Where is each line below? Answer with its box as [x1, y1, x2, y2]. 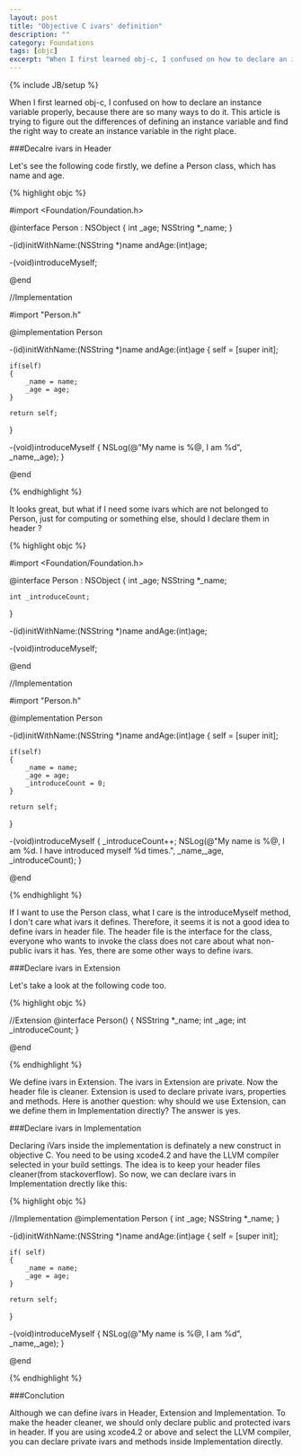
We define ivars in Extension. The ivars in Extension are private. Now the [9, 1077, 279, 1088]
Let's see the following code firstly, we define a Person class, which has [9, 161, 277, 171]
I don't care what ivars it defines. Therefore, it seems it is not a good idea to [9, 917, 290, 927]
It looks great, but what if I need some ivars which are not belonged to [9, 504, 270, 514]
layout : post [9, 13, 58, 22]
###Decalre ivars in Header [9, 143, 112, 154]
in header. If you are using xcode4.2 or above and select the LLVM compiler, [9, 1426, 292, 1437]
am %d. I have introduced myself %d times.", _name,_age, [9, 846, 225, 856]
